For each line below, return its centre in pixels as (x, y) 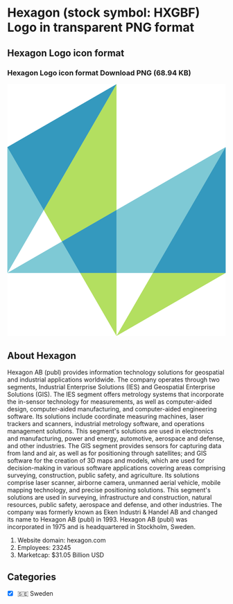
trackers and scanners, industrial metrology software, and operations (106, 424)
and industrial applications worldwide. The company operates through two (113, 380)
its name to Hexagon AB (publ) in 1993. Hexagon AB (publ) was (97, 519)
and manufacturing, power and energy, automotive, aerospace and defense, (116, 438)
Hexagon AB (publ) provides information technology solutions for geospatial (116, 373)
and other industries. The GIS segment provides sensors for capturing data (114, 446)
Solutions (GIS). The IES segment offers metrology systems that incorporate (115, 394)
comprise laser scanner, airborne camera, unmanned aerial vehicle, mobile (114, 483)
